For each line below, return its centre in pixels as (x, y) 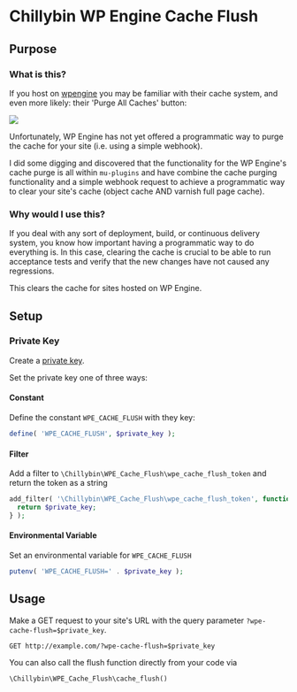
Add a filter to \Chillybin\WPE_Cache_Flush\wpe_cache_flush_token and (138, 473)
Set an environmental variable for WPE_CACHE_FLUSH (100, 555)
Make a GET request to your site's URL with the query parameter (127, 620)
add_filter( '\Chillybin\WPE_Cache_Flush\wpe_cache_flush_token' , (134, 499)
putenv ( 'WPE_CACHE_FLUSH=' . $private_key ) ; (96, 571)
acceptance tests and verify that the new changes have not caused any (139, 262)
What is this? (38, 74)
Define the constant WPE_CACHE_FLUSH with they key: (103, 418)
